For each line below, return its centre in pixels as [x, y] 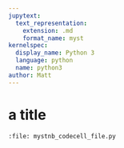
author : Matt [30, 75]
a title [27, 115]
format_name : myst [53, 38]
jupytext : [25, 16]
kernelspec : [28, 46]
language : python [44, 61]
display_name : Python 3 [55, 53]
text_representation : [52, 23]
